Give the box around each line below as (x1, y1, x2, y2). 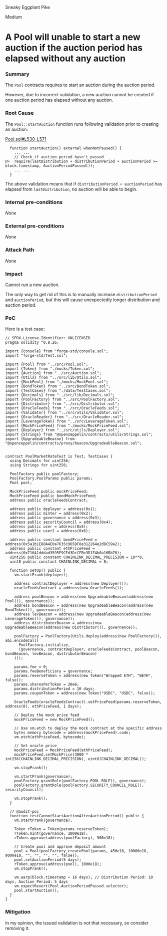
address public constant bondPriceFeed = (9, 537, 97, 543)
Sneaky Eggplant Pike (5, 5, 50, 10)
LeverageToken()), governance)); (5, 616, 75, 621)
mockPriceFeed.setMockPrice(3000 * (14, 752, 88, 757)
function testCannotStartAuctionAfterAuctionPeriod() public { (9, 814, 144, 819)
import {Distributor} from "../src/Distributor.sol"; (5, 401, 120, 406)
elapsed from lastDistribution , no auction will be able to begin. (5, 186, 137, 192)
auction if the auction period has (5, 42, 143, 54)
